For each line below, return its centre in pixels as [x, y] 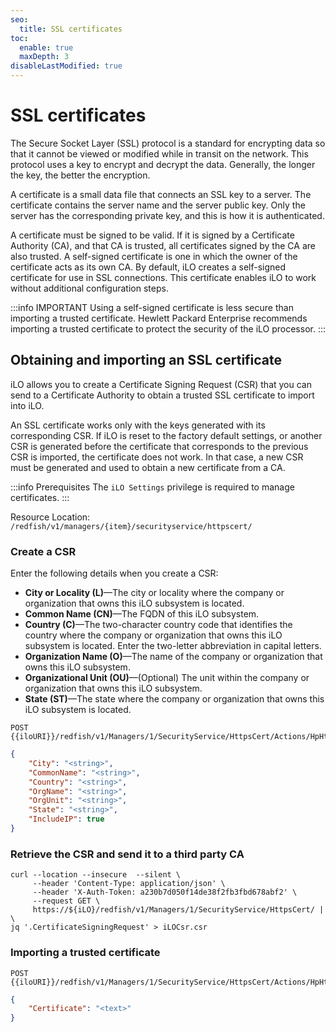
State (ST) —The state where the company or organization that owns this [174, 699]
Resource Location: [50, 517]
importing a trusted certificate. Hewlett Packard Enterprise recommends [159, 318]
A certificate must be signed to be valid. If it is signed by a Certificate [152, 235]
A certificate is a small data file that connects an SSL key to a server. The [161, 194]
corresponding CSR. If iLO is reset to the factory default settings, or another [166, 435]
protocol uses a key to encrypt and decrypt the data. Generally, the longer [163, 164]
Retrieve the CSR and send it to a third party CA [127, 854]
